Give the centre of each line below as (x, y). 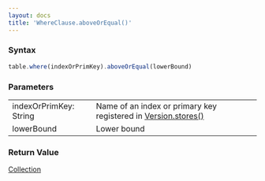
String (23, 116)
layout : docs (30, 15)
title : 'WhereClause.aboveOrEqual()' (70, 23)
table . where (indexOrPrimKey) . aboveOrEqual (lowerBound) (100, 66)
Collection (25, 169)
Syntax (22, 50)
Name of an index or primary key (157, 105)
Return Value (34, 152)
